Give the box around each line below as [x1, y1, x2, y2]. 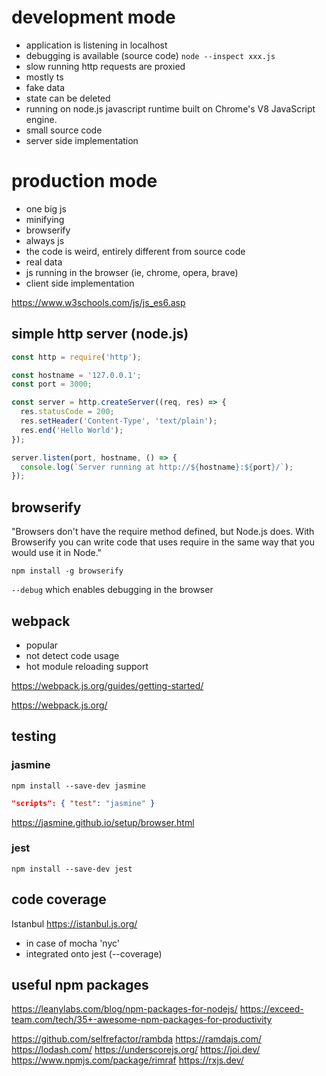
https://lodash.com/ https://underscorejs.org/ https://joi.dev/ [11, 1044, 261, 1056]
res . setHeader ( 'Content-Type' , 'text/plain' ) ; [20, 416, 218, 426]
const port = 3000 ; [11, 379, 93, 390]
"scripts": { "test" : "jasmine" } [11, 798, 156, 808]
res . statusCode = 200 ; [20, 407, 115, 417]
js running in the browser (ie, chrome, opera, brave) [25, 266, 239, 278]
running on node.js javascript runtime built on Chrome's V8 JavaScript [25, 102, 316, 115]
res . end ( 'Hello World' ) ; [20, 425, 124, 435]
